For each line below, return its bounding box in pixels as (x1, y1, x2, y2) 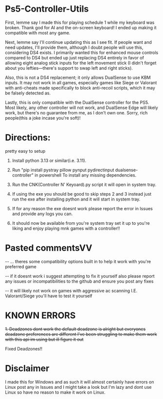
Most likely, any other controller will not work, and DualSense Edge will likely (5, 105, 158, 110)
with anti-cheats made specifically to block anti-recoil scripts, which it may (5, 85, 156, 91)
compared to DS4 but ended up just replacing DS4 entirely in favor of (5, 54, 145, 60)
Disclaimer (5, 363, 50, 374)
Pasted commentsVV (5, 242, 92, 254)
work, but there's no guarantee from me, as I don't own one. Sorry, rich (5, 109, 148, 115)
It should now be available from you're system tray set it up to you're (12, 220, 150, 226)
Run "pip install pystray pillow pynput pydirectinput (12, 167, 114, 173)
